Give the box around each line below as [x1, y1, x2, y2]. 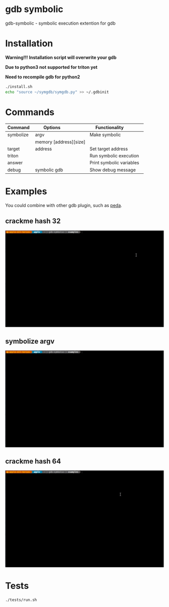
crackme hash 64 [5, 457, 61, 465]
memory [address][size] [35, 139, 86, 145]
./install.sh [5, 84, 33, 89]
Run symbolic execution [90, 153, 139, 159]
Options [43, 125, 61, 131]
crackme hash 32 [5, 217, 61, 226]
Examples [5, 186, 47, 197]
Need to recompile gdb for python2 [5, 74, 80, 80]
